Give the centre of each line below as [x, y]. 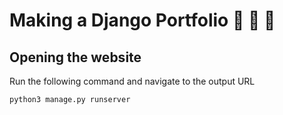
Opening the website [75, 57]
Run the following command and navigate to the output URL [132, 81]
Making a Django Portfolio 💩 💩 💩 [142, 20]
